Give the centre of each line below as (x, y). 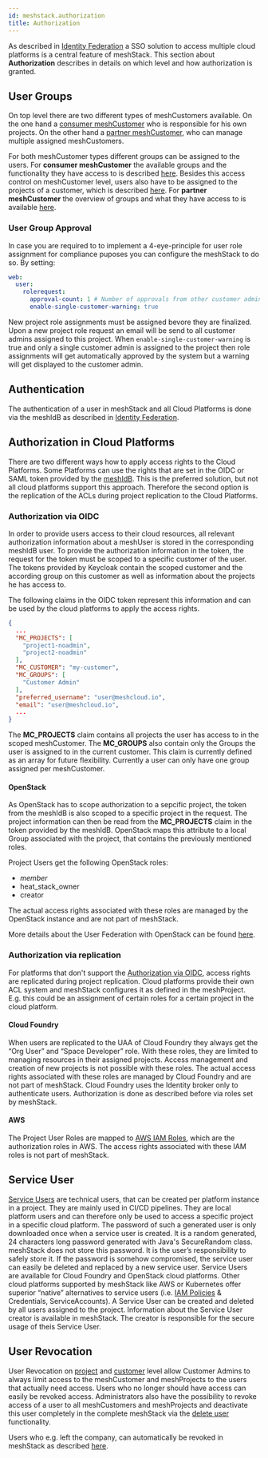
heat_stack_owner (49, 886)
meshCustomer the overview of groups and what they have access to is (127, 199)
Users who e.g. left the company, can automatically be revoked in (116, 1437)
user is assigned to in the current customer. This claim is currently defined (130, 752)
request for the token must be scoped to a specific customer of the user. (128, 559)
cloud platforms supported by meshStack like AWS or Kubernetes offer (125, 1284)
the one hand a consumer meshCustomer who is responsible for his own (128, 124)
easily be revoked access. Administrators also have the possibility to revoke (133, 1396)
